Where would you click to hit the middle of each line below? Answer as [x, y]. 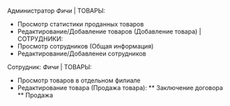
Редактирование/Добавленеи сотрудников [82, 53]
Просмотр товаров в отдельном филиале [79, 80]
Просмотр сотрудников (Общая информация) [85, 46]
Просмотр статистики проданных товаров [80, 24]
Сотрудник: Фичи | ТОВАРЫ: [49, 67]
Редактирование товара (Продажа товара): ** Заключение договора [120, 88]
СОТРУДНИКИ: [40, 39]
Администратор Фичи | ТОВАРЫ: [56, 11]
